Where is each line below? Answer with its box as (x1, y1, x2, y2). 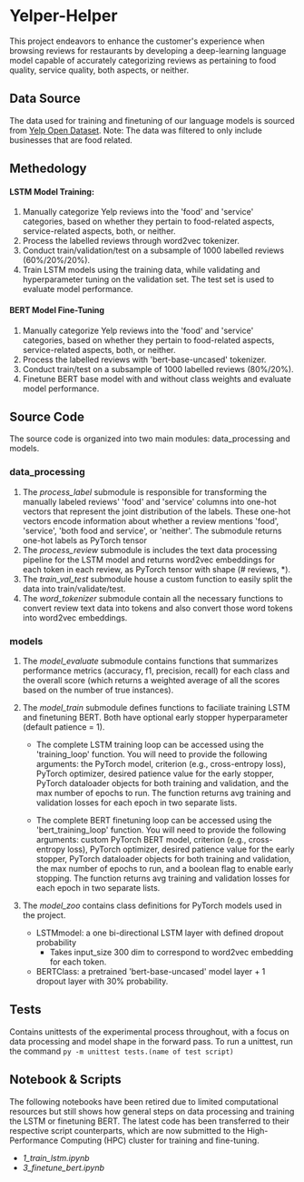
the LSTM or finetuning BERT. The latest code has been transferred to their (9, 1116, 290, 1126)
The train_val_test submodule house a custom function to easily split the (22, 573, 293, 584)
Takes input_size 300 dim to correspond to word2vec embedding (49, 946, 294, 957)
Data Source (9, 91, 81, 106)
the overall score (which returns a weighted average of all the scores (22, 674, 280, 685)
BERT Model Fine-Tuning (9, 304, 105, 315)
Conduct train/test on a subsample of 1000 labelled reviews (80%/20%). (22, 363, 294, 374)
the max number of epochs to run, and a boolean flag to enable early (35, 863, 294, 874)
